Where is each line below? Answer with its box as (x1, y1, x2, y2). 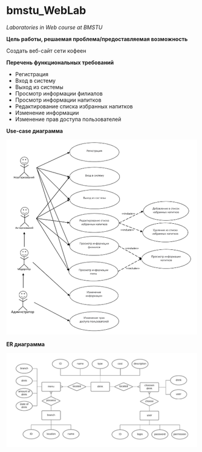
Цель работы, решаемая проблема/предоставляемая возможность (6, 35, 188, 42)
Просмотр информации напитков (15, 96, 102, 103)
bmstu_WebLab (6, 4, 86, 18)
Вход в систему (15, 77, 56, 84)
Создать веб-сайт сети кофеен (6, 47, 86, 54)
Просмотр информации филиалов (15, 90, 103, 97)
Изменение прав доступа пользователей (15, 116, 122, 123)
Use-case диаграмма (6, 127, 64, 134)
